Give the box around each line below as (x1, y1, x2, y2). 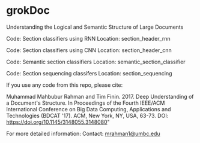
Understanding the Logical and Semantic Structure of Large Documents (6, 23, 184, 31)
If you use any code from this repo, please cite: (6, 81, 123, 89)
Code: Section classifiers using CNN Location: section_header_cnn (6, 46, 172, 54)
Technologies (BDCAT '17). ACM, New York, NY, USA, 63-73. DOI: (6, 112, 169, 119)
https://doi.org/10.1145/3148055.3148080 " (6, 118, 110, 126)
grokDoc (6, 4, 50, 17)
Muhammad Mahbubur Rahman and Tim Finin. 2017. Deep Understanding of (6, 93, 194, 100)
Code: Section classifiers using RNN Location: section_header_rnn (6, 35, 171, 42)
